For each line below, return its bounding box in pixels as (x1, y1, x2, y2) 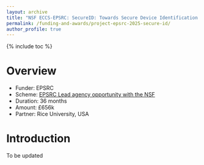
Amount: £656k (15, 104, 55, 111)
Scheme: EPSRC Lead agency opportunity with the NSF (15, 91, 156, 98)
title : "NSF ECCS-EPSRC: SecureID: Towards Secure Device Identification (6, 15, 199, 21)
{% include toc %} (6, 43, 53, 50)
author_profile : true (6, 26, 62, 32)
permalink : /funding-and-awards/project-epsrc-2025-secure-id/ (6, 20, 171, 26)
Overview (6, 64, 57, 78)
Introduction (6, 132, 71, 145)
